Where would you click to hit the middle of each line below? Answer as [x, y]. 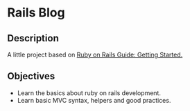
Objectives [31, 76]
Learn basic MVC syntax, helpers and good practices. [94, 100]
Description [33, 38]
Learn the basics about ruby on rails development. [89, 93]
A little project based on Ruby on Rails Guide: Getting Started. [95, 54]
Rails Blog [36, 13]
